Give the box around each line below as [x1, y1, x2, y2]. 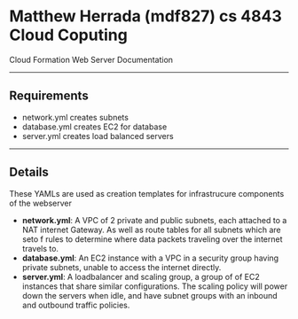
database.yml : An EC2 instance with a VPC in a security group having [21, 253, 279, 263]
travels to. [21, 243, 59, 253]
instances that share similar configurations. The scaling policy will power [21, 281, 288, 292]
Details [9, 165, 49, 180]
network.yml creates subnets [21, 112, 129, 122]
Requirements [9, 89, 89, 104]
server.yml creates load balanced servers [21, 130, 175, 141]
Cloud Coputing [9, 25, 129, 45]
